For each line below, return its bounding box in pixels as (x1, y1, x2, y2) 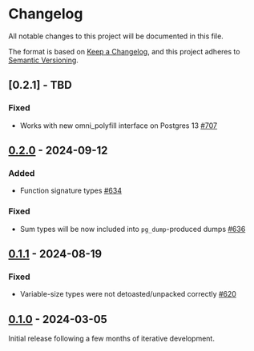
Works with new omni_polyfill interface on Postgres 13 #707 (19, 121, 218, 130)
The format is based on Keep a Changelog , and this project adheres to (8, 46, 240, 56)
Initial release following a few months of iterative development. (8, 333, 215, 344)
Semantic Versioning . (8, 55, 79, 65)
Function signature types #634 (19, 185, 123, 196)
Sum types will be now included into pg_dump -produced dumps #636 (19, 224, 246, 233)
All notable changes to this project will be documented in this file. (8, 31, 224, 41)
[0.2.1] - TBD (8, 78, 72, 92)
